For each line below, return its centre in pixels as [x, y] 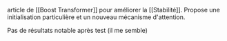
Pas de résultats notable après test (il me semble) [78, 30]
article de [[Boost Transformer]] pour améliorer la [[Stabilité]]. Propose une [114, 10]
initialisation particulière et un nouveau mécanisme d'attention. [96, 17]
